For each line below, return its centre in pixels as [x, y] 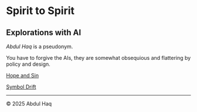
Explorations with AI [44, 33]
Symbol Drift [21, 87]
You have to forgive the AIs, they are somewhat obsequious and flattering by [98, 58]
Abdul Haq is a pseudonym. [40, 46]
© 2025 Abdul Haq [29, 103]
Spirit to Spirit [40, 11]
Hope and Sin [23, 75]
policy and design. [28, 64]
